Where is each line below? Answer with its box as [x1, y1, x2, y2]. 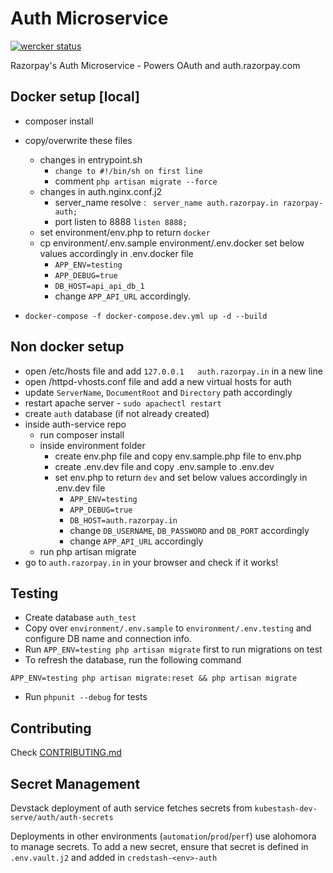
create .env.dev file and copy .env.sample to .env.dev [54, 460, 275, 472]
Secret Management [10, 775, 141, 792]
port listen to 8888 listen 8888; [54, 215, 188, 227]
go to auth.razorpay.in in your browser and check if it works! [24, 556, 279, 568]
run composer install [39, 428, 125, 441]
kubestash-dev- [254, 804, 318, 814]
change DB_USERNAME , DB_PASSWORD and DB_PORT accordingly [69, 524, 310, 536]
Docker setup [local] [10, 88, 140, 106]
